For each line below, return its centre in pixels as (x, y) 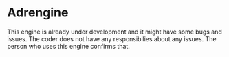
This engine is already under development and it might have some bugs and (115, 32)
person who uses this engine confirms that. (69, 46)
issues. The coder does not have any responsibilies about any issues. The (112, 38)
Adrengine (38, 13)
